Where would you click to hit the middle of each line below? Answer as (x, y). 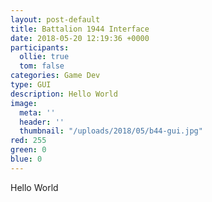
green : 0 (28, 150)
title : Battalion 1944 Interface (80, 29)
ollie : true (44, 57)
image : (24, 103)
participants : (40, 47)
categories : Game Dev (55, 76)
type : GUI (31, 85)
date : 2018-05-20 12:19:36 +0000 (80, 38)
